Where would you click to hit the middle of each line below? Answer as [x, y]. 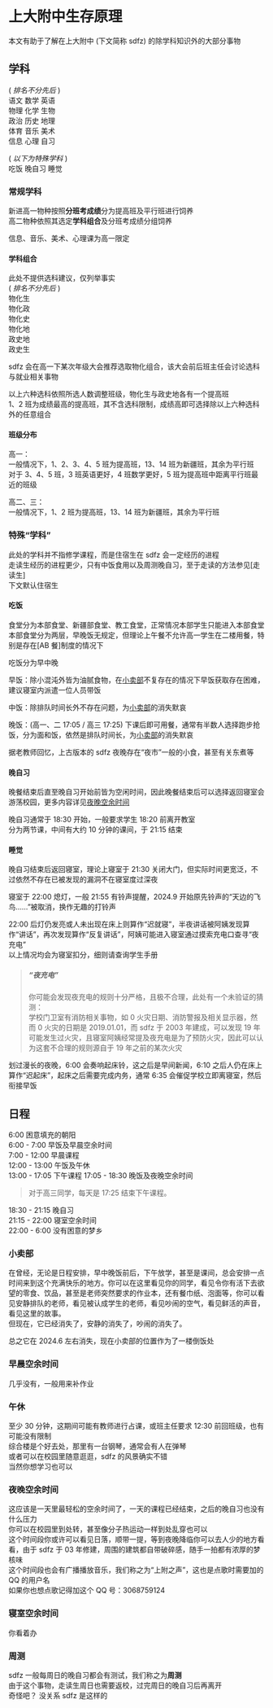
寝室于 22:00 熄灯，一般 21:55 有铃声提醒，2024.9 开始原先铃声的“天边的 [131, 897]
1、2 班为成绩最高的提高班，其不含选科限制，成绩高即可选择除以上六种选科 [134, 405]
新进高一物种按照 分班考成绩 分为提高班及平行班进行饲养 [101, 211]
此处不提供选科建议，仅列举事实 [62, 278]
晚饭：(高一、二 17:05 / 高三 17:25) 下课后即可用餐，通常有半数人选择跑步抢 [134, 725]
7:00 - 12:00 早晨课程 [44, 1155]
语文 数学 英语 [32, 100]
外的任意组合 [30, 414]
